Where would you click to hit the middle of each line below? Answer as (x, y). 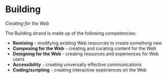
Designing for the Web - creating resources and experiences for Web (86, 54)
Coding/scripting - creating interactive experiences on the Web (79, 70)
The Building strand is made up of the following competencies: (71, 33)
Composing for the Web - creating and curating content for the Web (84, 48)
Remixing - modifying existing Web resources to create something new (87, 43)
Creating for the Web (27, 23)
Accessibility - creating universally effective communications (77, 64)
